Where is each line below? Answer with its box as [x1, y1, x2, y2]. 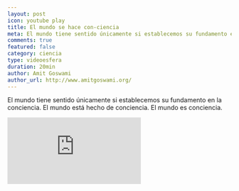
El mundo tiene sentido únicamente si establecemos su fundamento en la [7, 96, 222, 104]
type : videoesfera [7, 57, 62, 64]
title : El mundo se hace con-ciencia [7, 23, 119, 31]
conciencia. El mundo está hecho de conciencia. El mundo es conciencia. [7, 104, 223, 112]
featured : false [7, 43, 55, 50]
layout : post [7, 10, 46, 18]
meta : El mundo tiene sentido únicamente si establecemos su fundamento [7, 30, 228, 38]
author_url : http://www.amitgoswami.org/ [7, 76, 132, 84]
